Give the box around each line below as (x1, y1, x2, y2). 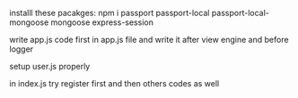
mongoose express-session (50, 17, 154, 28)
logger (9, 44, 34, 54)
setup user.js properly (9, 61, 91, 71)
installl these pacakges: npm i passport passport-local (9, 8, 210, 18)
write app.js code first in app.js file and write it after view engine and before (9, 35, 289, 45)
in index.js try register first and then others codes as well (9, 78, 220, 88)
